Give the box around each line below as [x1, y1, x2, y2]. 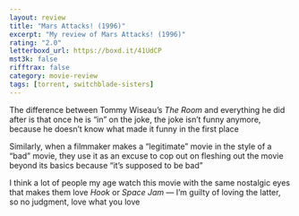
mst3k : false [9, 55, 58, 64]
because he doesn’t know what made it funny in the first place [9, 123, 239, 134]
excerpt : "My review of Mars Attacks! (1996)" [9, 30, 186, 39]
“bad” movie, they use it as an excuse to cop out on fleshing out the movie [9, 150, 284, 161]
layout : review [9, 13, 66, 22]
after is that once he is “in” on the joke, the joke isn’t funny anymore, [9, 114, 261, 125]
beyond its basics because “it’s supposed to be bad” [9, 160, 203, 170]
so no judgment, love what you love [9, 196, 141, 207]
